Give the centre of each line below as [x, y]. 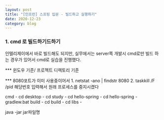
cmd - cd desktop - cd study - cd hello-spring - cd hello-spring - [71, 96]
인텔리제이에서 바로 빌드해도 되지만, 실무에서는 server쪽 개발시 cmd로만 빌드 [79, 53]
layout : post [19, 10]
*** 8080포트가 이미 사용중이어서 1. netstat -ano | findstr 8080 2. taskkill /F [80, 80]
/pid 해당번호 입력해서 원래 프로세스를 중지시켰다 [52, 86]
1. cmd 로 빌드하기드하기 [33, 41]
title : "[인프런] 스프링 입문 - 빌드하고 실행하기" [51, 14]
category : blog [21, 23]
